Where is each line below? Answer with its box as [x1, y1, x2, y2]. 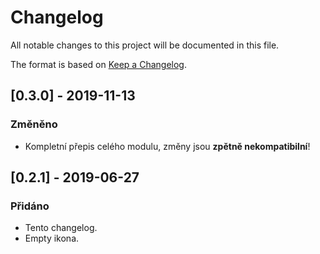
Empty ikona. [24, 232, 80, 245]
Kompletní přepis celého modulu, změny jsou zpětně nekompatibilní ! [24, 140, 311, 152]
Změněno [10, 117, 58, 131]
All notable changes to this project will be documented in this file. [10, 39, 280, 51]
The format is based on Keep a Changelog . [10, 58, 187, 70]
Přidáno [10, 199, 50, 213]
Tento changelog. [24, 222, 98, 234]
